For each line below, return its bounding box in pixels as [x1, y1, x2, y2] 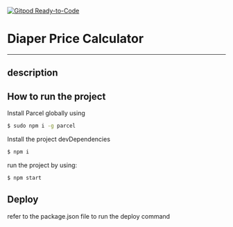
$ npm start [7, 174, 42, 181]
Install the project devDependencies [7, 135, 111, 144]
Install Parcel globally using [7, 109, 85, 117]
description [7, 67, 58, 79]
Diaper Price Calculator [7, 31, 144, 47]
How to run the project [7, 90, 106, 102]
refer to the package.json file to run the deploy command [7, 212, 171, 220]
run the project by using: [7, 160, 78, 169]
